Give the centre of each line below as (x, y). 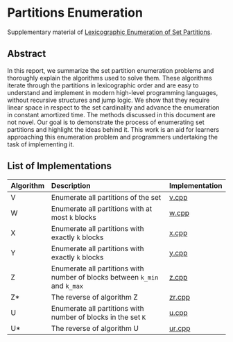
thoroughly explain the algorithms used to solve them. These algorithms (110, 78)
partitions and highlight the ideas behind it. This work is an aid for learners (113, 129)
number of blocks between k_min (105, 277)
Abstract (27, 54)
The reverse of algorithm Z (95, 297)
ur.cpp (180, 328)
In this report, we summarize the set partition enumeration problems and (111, 70)
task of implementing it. (41, 144)
